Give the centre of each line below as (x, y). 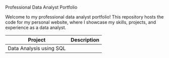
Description (85, 40)
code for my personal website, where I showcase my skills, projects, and (81, 22)
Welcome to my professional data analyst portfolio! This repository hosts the (84, 17)
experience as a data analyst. (36, 27)
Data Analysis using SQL (37, 48)
